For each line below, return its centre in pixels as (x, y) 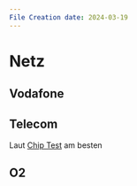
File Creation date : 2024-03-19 (68, 17)
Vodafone (37, 94)
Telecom (34, 124)
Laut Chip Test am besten (56, 145)
